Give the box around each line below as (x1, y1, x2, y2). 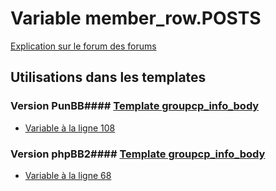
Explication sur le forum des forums (10, 40, 157, 52)
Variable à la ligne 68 (24, 169, 112, 181)
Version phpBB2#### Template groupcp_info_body (10, 147, 266, 161)
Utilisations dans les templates (10, 69, 207, 86)
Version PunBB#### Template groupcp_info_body (10, 99, 260, 113)
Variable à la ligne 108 (24, 122, 116, 134)
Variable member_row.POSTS (10, 7, 262, 30)
